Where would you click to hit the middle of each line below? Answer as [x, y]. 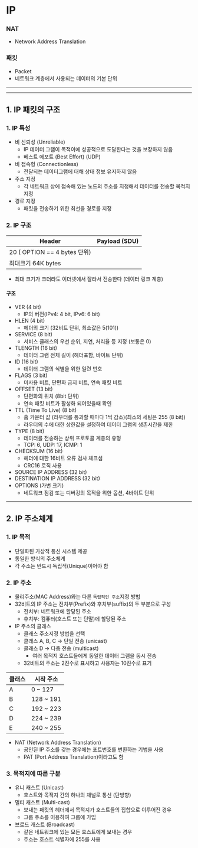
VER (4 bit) [28, 307]
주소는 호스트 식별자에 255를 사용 [62, 839]
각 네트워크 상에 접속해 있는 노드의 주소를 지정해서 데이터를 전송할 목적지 [107, 186]
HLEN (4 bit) [30, 320]
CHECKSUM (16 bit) [39, 451]
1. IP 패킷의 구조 [33, 110]
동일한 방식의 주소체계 [40, 558]
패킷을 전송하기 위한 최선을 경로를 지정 [67, 209]
